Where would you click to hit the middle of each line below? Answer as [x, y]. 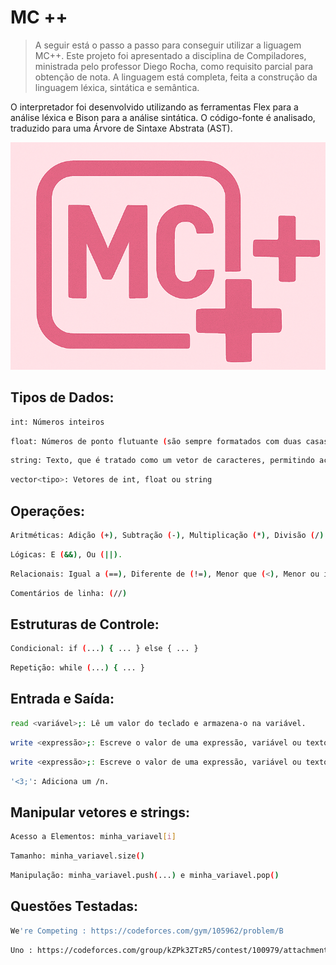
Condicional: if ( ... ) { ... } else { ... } [104, 649]
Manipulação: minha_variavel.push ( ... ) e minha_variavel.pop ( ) [145, 875]
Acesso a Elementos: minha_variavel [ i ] [93, 837]
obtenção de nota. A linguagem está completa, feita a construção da [176, 77]
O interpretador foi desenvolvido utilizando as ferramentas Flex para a [154, 107]
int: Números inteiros [57, 422]
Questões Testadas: [74, 906]
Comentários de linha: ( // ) [69, 593]
